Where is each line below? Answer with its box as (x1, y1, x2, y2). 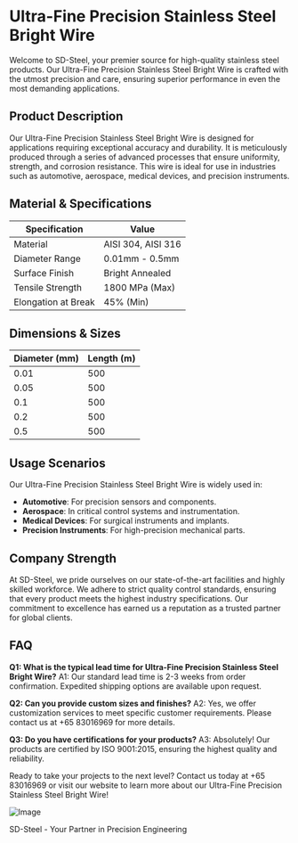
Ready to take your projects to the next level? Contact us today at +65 (9, 770, 265, 781)
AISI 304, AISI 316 (103, 238, 182, 250)
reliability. (9, 753, 44, 764)
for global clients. (9, 612, 73, 623)
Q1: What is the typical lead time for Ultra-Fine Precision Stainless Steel (9, 661, 278, 672)
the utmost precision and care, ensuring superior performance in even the (9, 73, 281, 84)
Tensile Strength (13, 281, 83, 293)
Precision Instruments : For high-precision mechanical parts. (21, 525, 246, 536)
